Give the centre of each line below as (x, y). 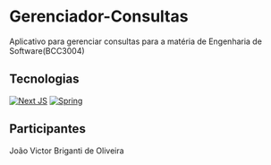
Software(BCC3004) (47, 50)
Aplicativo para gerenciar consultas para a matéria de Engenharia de (135, 41)
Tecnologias (44, 79)
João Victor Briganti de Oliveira (67, 151)
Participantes (48, 129)
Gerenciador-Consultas (99, 17)
